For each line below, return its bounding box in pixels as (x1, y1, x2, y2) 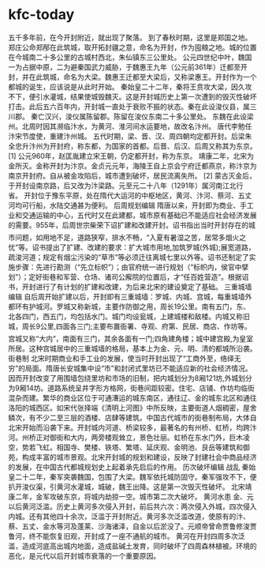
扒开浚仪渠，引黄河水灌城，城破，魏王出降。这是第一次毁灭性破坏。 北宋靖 (8, 482, 252, 491)
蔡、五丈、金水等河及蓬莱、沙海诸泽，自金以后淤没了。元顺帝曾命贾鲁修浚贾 (8, 521, 257, 531)
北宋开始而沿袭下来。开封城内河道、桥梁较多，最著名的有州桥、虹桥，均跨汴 (8, 423, 257, 432)
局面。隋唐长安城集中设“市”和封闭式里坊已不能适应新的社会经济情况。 (24, 363, 252, 373)
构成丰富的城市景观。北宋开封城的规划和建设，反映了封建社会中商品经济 (21, 452, 257, 461)
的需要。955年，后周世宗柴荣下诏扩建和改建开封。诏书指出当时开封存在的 (8, 220, 249, 230)
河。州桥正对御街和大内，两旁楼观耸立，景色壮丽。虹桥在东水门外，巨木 (8, 432, 243, 442)
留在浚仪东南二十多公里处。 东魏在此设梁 (120, 111, 254, 121)
